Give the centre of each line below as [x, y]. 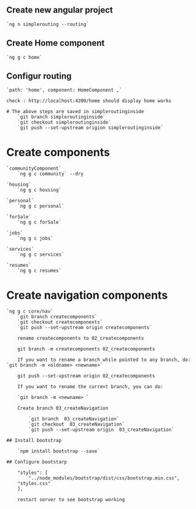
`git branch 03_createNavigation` [74, 419]
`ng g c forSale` [40, 223]
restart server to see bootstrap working [71, 500]
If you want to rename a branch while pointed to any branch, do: [104, 360]
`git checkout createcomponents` [60, 322]
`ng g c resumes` [40, 271]
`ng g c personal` [41, 206]
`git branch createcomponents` [57, 317]
